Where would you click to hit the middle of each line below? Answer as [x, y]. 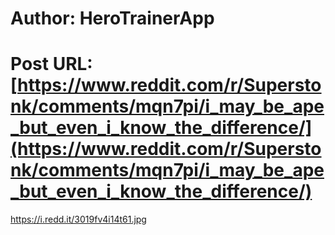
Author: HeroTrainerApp [112, 18]
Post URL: [51, 64]
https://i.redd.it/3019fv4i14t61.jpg [78, 219]
